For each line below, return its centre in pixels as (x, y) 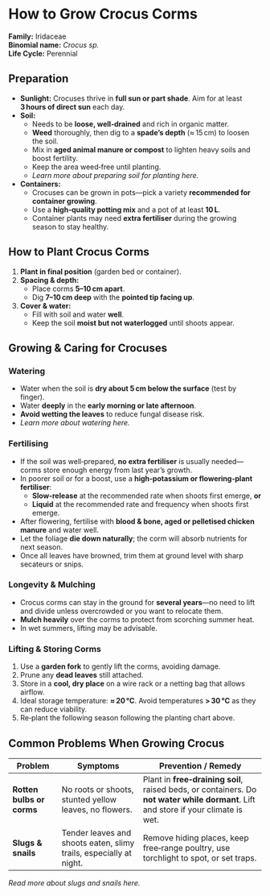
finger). (32, 397)
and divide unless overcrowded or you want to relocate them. (121, 611)
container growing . (65, 201)
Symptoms (98, 765)
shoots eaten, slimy (98, 843)
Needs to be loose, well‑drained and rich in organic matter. (131, 124)
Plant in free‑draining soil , (193, 779)
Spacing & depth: (49, 280)
